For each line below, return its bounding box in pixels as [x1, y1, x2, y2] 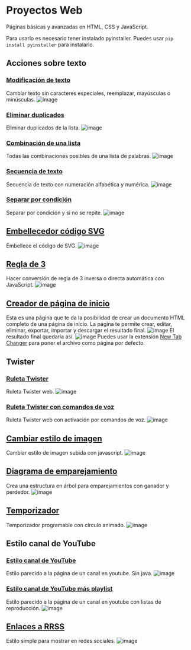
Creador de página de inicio [6, 298, 110, 309]
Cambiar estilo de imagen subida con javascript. [6, 449, 124, 456]
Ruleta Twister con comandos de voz [6, 402, 114, 411]
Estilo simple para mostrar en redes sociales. [6, 638, 115, 645]
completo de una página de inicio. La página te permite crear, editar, [6, 321, 173, 328]
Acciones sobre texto [6, 58, 87, 68]
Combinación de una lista [6, 139, 81, 147]
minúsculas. [6, 96, 35, 103]
